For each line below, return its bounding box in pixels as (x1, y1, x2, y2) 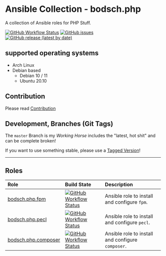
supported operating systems (5, 49, 99, 57)
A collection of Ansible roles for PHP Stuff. (5, 20, 91, 26)
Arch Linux (12, 62, 35, 68)
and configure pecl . (104, 219, 151, 226)
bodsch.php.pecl (7, 216, 47, 223)
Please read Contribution (5, 105, 56, 111)
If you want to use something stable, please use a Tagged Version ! (5, 147, 141, 154)
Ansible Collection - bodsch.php (5, 3, 141, 15)
